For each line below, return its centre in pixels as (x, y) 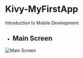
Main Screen (32, 38)
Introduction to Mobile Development (42, 23)
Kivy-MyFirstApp (42, 9)
